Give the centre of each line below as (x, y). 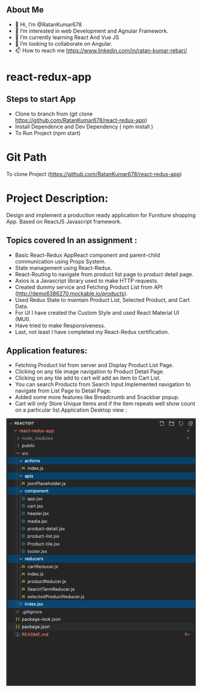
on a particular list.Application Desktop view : (71, 410)
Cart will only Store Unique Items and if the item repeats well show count (105, 404)
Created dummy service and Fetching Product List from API (89, 287)
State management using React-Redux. (63, 268)
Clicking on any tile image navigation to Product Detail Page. (90, 372)
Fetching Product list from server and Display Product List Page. (94, 365)
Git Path (26, 157)
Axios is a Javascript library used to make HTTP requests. (87, 280)
